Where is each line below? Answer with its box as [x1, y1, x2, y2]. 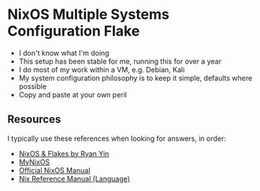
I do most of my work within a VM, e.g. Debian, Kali [18, 64, 185, 74]
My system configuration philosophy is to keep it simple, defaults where [18, 73, 253, 83]
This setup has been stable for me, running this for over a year [18, 57, 222, 66]
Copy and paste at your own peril [18, 90, 128, 99]
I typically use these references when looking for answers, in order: [7, 134, 226, 143]
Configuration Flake [7, 22, 140, 40]
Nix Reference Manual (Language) [18, 174, 131, 183]
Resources [7, 112, 61, 127]
